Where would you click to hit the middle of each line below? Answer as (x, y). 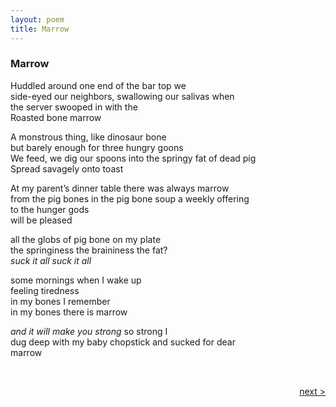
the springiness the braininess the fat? (89, 250)
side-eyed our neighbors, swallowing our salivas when (122, 96)
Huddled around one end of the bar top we (98, 85)
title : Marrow (40, 29)
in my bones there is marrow (69, 312)
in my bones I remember (60, 301)
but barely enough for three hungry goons (97, 147)
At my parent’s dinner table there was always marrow (120, 188)
